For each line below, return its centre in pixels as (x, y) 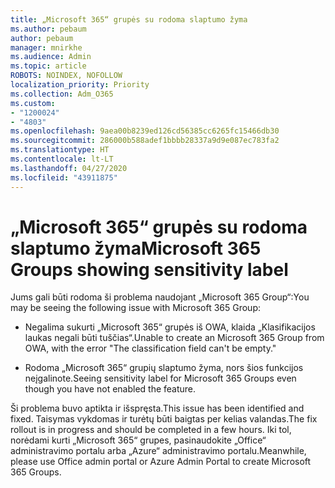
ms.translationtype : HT (60, 150)
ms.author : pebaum (48, 29)
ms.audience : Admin (51, 57)
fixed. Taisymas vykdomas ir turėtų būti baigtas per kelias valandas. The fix (164, 419)
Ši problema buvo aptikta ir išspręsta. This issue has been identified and (157, 408)
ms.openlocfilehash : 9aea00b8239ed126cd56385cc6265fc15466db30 (145, 131)
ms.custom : (33, 103)
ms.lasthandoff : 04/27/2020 (69, 168)
